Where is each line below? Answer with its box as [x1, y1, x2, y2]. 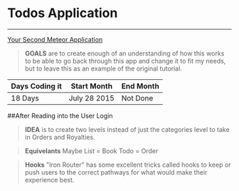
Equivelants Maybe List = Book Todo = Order [24, 146, 159, 155]
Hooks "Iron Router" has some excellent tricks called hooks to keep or [24, 160, 231, 169]
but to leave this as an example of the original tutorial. [24, 64, 183, 73]
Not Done [121, 93, 154, 103]
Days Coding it [11, 81, 63, 91]
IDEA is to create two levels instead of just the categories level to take [24, 125, 230, 133]
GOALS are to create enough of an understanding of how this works [24, 48, 225, 58]
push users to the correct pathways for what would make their [24, 167, 208, 176]
